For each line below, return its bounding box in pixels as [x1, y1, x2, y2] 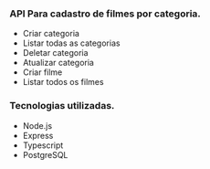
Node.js [22, 120, 53, 131]
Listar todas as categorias [22, 37, 121, 48]
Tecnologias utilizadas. [9, 100, 115, 112]
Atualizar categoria [22, 58, 94, 69]
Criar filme [22, 67, 63, 78]
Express [22, 130, 54, 141]
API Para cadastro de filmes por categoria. [9, 7, 201, 20]
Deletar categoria [22, 48, 89, 58]
